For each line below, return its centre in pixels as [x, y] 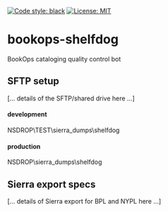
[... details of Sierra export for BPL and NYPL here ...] [84, 201]
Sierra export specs [52, 184]
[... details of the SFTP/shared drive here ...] [71, 98]
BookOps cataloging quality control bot [64, 59]
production [24, 146]
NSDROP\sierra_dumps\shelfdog [55, 162]
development [27, 114]
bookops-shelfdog [63, 40]
